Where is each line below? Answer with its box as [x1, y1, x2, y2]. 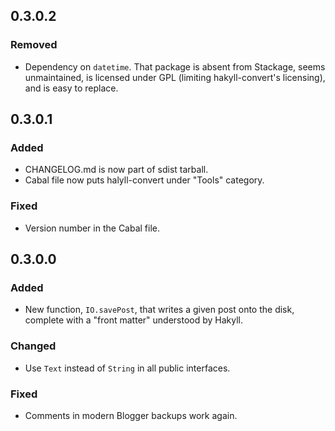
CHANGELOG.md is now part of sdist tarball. [24, 164, 209, 176]
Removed [10, 38, 58, 52]
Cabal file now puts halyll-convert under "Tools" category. [24, 174, 265, 186]
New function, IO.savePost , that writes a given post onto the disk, [24, 304, 295, 316]
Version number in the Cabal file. [24, 222, 161, 234]
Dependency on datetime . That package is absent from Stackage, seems [24, 60, 326, 73]
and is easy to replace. [24, 82, 119, 94]
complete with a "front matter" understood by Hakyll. [24, 314, 244, 326]
